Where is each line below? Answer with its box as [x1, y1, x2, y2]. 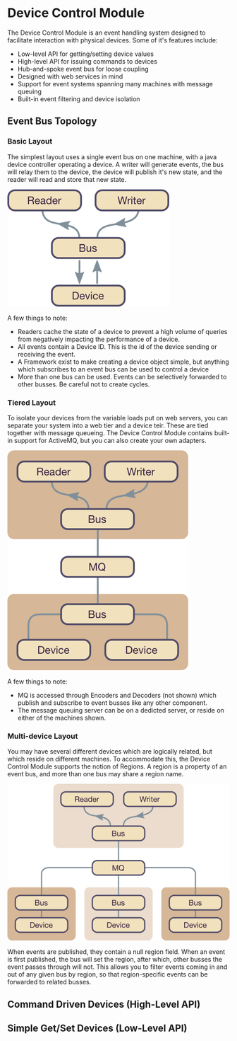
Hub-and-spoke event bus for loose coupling [17, 64, 149, 73]
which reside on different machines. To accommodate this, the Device [7, 755, 211, 764]
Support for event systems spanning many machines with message [17, 79, 213, 88]
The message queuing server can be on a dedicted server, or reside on [17, 706, 224, 714]
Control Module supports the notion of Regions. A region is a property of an [7, 762, 227, 771]
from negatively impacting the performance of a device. [17, 335, 181, 343]
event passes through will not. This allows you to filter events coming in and [7, 962, 228, 971]
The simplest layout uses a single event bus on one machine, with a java [7, 152, 217, 161]
